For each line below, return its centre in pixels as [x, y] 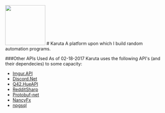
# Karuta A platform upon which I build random [94, 43]
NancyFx [22, 100]
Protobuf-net [26, 95]
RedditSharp [25, 89]
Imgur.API [22, 73]
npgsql [19, 105]
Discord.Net [25, 79]
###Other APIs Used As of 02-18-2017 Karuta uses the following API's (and [83, 58]
